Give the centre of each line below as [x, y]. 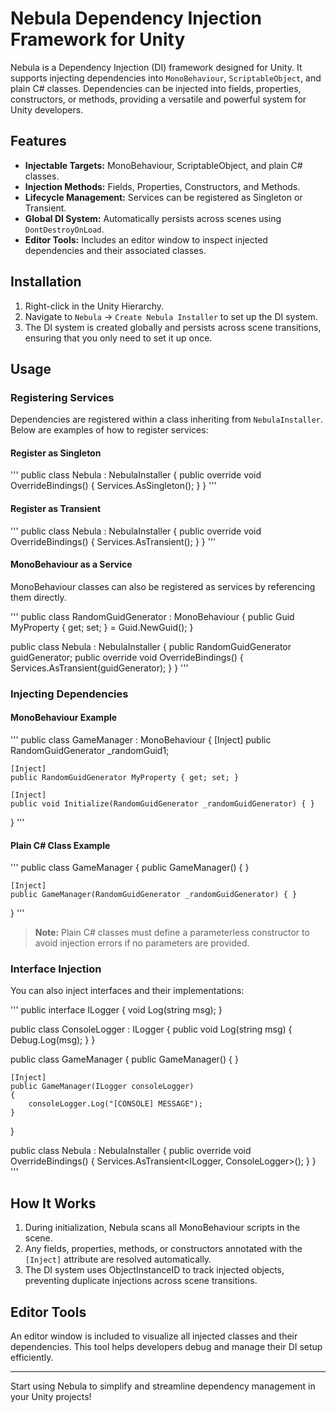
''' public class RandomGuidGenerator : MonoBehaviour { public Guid [152, 616]
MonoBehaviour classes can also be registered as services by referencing [163, 586]
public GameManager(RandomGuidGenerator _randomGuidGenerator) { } [154, 895]
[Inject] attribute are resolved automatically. [118, 1259]
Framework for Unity [98, 39]
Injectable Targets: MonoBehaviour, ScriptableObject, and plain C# [163, 165]
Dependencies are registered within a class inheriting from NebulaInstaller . [167, 419]
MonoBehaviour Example [64, 718]
